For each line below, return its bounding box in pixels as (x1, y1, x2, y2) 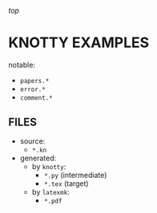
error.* (19, 85, 46, 93)
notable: (8, 60, 36, 69)
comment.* (19, 93, 54, 102)
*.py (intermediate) (43, 171, 107, 180)
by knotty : (31, 162, 66, 172)
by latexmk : (31, 187, 70, 197)
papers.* (19, 77, 50, 85)
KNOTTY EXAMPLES (8, 34, 150, 51)
